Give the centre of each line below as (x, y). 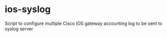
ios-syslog (28, 9)
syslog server (19, 28)
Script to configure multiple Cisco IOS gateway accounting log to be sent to (83, 23)
